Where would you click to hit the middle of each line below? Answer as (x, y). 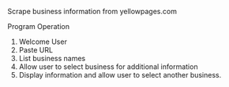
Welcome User (43, 42)
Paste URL (36, 50)
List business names (52, 58)
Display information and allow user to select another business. (120, 75)
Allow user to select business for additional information (108, 67)
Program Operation (39, 26)
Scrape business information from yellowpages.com (92, 11)
